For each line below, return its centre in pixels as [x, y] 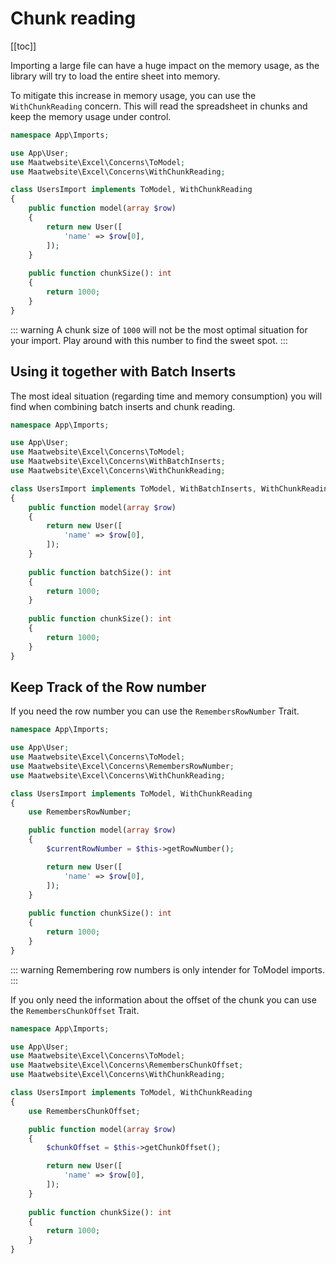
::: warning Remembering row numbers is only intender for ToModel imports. [167, 969]
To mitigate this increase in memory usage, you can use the [133, 95]
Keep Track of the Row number [108, 687]
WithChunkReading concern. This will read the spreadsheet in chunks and [159, 106]
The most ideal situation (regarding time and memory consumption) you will [166, 396]
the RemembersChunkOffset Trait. [75, 1010]
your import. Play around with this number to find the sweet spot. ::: [149, 340]
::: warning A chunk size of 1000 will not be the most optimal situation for [159, 329]
